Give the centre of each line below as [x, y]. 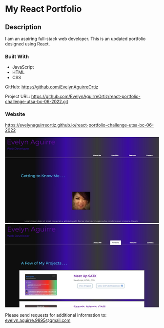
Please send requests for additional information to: [56, 315]
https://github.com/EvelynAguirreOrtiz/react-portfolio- [86, 97]
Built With [17, 56]
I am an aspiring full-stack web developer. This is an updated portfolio [75, 39]
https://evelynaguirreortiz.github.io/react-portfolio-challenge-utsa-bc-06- [80, 125]
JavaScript [23, 67]
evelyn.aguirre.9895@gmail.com [38, 320]
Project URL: [18, 97]
